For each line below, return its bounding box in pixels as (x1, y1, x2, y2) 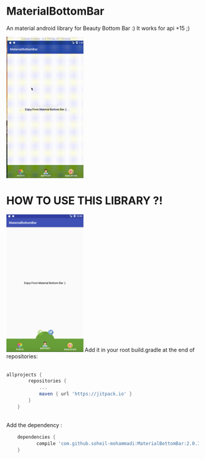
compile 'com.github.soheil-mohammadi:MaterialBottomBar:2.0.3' (36, 440, 203, 447)
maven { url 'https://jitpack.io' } (38, 391, 132, 397)
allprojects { (6, 372, 43, 378)
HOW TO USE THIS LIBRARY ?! (6, 194, 163, 208)
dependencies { (17, 434, 56, 440)
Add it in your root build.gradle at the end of (84, 346, 195, 353)
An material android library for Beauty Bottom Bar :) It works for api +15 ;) (6, 24, 190, 32)
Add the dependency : (6, 421, 63, 428)
